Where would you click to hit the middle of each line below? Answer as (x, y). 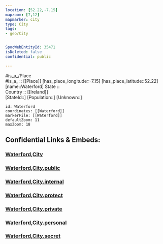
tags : (11, 29)
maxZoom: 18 (18, 124)
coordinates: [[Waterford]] (35, 111)
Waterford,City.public (33, 168)
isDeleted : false (24, 52)
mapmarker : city (22, 19)
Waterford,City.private (34, 209)
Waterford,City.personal (36, 223)
